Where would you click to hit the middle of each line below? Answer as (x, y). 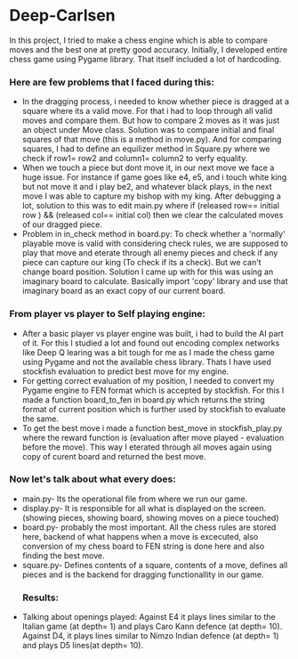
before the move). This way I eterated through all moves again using (147, 447)
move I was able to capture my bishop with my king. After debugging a (152, 196)
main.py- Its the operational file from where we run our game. (135, 499)
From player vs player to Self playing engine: (108, 314)
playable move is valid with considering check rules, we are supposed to (155, 244)
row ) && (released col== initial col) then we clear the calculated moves (153, 216)
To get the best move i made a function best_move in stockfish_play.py (152, 427)
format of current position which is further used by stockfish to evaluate (154, 409)
